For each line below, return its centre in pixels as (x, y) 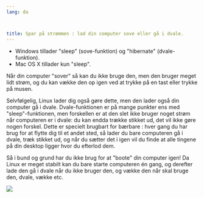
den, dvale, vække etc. (35, 177)
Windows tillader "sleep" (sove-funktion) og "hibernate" (86, 51)
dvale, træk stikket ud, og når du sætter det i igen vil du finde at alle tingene (101, 139)
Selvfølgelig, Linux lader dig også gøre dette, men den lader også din (93, 101)
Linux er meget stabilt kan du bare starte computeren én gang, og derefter (100, 164)
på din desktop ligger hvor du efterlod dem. (61, 146)
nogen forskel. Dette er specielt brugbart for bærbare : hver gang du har (97, 126)
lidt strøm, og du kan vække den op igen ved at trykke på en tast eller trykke (102, 82)
